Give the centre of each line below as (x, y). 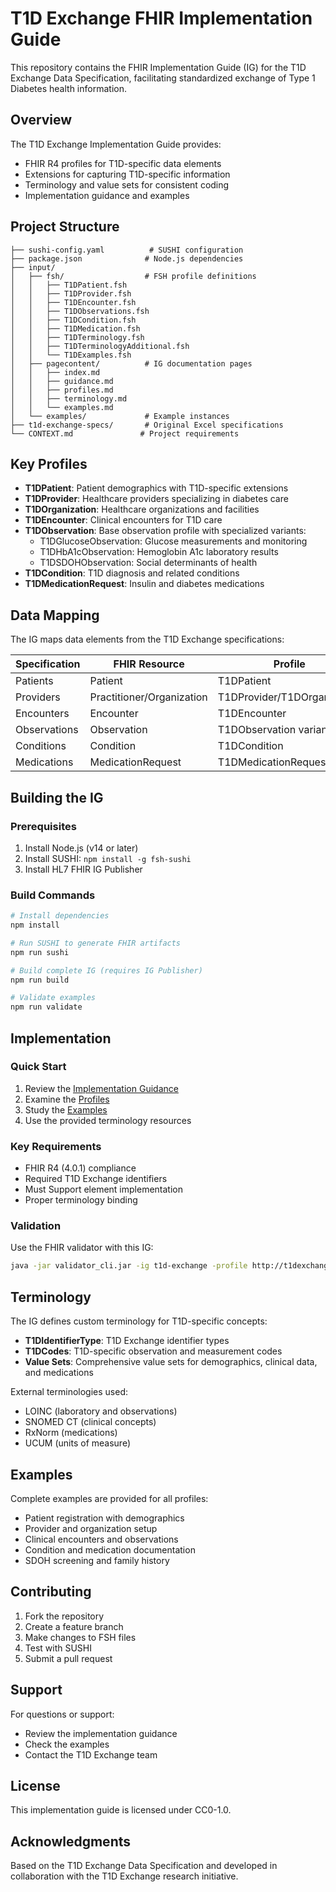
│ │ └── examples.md (62, 407)
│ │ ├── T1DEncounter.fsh (73, 302)
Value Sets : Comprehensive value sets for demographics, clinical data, (171, 1362)
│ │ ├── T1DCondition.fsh (73, 320)
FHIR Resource (149, 664)
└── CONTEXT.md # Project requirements (125, 433)
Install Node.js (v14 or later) (81, 848)
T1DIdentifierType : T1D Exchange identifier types (127, 1341)
